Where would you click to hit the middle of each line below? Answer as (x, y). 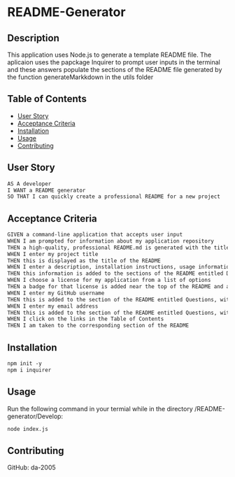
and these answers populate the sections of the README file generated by (115, 70)
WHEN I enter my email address (53, 306)
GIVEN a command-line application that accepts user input (95, 235)
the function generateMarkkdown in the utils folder (80, 77)
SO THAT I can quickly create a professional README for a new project (114, 197)
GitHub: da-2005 (31, 468)
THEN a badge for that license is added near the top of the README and (115, 287)
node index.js (28, 429)
